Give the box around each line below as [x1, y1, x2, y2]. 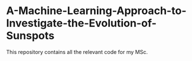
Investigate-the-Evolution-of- [6, 16, 157, 30]
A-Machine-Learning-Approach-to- [6, 4, 187, 18]
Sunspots [6, 29, 55, 42]
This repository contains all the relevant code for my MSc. [6, 48, 148, 55]
